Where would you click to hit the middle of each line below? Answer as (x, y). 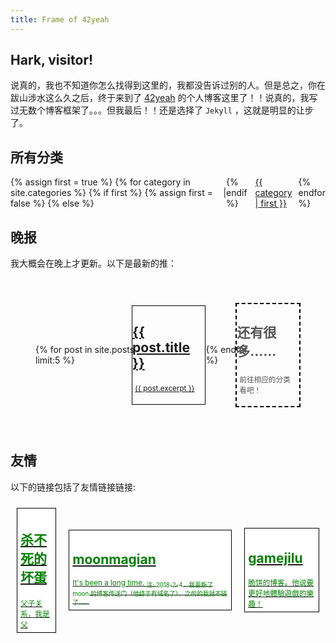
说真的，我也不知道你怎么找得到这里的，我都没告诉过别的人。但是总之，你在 (168, 85)
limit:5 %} (55, 360)
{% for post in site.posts (85, 350)
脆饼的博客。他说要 (281, 583)
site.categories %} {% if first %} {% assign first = (111, 193)
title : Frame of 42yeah (60, 19)
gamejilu (275, 557)
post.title (161, 347)
